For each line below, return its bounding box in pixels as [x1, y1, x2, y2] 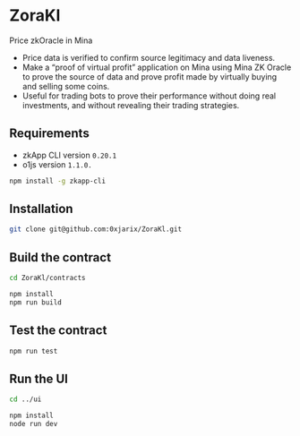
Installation [9, 201, 73, 217]
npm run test [9, 346, 58, 355]
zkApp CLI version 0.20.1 [21, 150, 117, 160]
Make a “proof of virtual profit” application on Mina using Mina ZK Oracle [21, 62, 292, 73]
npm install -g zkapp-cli [9, 176, 106, 185]
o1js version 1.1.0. [21, 158, 92, 170]
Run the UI [9, 371, 69, 386]
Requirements [9, 126, 90, 141]
